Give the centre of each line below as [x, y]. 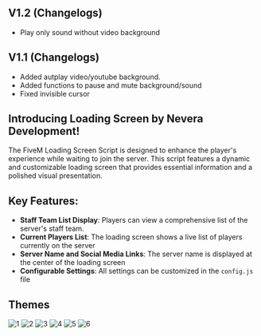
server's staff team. [52, 229]
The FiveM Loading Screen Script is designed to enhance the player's [123, 150]
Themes [29, 304]
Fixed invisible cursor [55, 93]
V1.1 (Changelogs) [54, 58]
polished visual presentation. [55, 176]
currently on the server [57, 246]
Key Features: [43, 201]
